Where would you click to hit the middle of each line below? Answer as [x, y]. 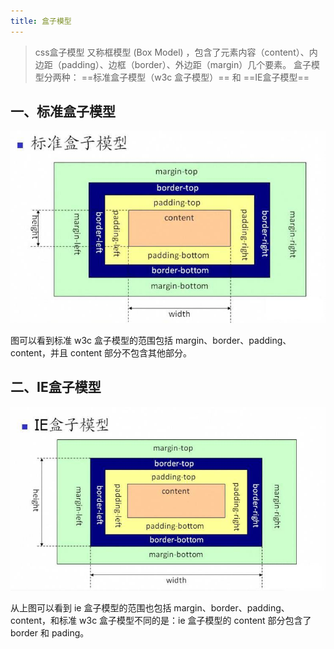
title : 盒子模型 [41, 21]
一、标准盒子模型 [63, 111]
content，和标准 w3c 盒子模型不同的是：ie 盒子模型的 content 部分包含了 [161, 620]
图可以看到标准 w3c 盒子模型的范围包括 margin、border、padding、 [151, 340]
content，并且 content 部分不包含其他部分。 [101, 352]
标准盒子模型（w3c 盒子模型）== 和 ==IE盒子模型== [201, 77]
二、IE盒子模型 [56, 387]
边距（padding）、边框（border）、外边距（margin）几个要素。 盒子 [173, 64]
